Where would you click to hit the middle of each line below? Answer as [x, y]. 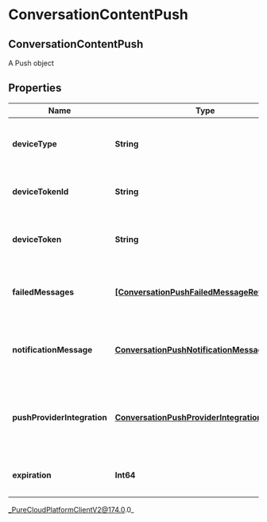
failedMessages [43, 292]
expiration [32, 475]
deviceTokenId [41, 191]
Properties [35, 88]
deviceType [35, 143]
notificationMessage [52, 349]
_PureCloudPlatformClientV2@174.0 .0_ [71, 509]
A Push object [31, 63]
